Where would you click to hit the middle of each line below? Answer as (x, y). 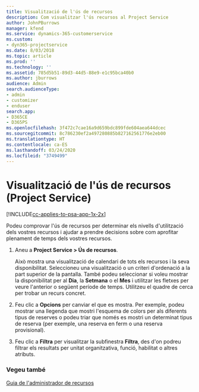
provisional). (30, 330)
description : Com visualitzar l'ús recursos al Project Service (87, 17)
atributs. (25, 354)
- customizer (22, 100)
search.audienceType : (33, 89)
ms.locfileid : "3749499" (37, 155)
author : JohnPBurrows (33, 23)
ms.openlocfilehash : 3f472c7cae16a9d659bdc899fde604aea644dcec (86, 128)
